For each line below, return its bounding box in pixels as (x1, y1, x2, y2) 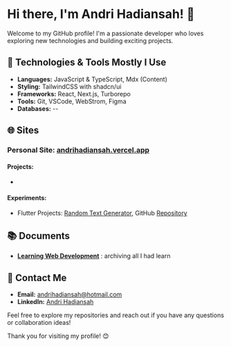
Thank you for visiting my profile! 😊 (7, 332, 109, 340)
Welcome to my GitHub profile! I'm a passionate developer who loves (7, 29, 204, 37)
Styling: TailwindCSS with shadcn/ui (17, 82, 122, 91)
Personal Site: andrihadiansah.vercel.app (7, 145, 150, 155)
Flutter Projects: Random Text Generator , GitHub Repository (17, 209, 188, 217)
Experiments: (7, 193, 47, 202)
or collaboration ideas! (7, 319, 71, 327)
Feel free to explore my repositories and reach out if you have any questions (7, 311, 225, 319)
